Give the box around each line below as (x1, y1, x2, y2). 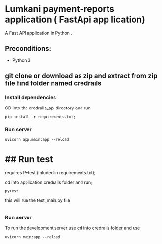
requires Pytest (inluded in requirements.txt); (5, 169, 96, 175)
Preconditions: (5, 44, 52, 53)
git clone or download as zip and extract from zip (5, 72, 158, 80)
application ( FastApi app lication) (5, 14, 146, 25)
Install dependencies (5, 94, 56, 101)
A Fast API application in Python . (5, 30, 73, 36)
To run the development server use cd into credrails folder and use (5, 225, 140, 231)
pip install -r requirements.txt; (5, 114, 76, 120)
